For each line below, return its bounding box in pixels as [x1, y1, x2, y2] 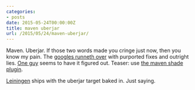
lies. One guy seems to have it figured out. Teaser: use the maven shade [6, 60, 183, 67]
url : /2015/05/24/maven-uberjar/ [6, 31, 89, 37]
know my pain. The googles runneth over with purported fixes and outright [6, 53, 189, 60]
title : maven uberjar [6, 25, 60, 31]
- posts [6, 14, 26, 20]
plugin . [6, 66, 23, 73]
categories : [6, 8, 36, 15]
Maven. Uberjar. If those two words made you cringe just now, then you [6, 47, 181, 54]
